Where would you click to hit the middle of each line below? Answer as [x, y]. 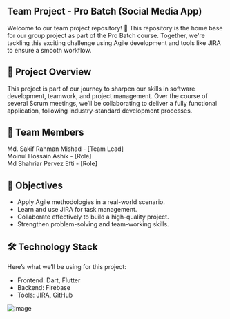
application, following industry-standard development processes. [100, 111]
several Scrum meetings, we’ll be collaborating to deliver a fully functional [112, 103]
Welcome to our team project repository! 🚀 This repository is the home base [115, 28]
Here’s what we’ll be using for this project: [67, 267]
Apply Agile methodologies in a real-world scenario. [91, 202]
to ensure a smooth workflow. [49, 50]
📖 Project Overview [49, 72]
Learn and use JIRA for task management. [77, 210]
